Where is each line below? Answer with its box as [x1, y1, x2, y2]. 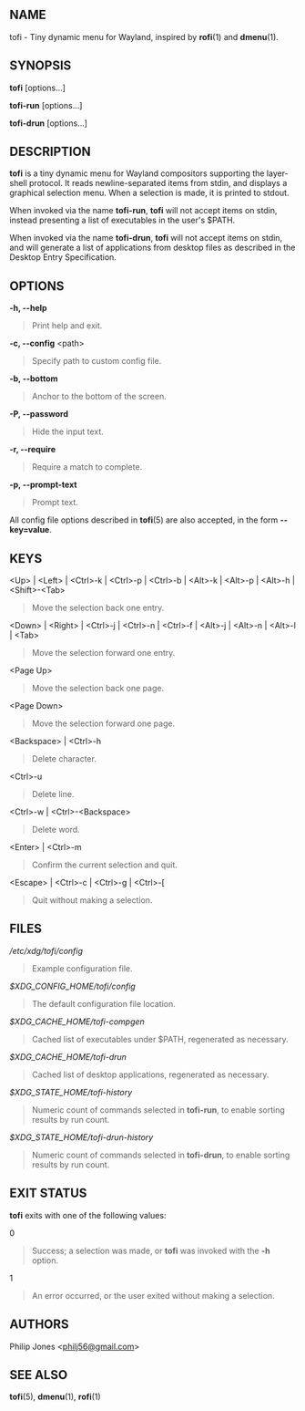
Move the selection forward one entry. [31, 648, 176, 659]
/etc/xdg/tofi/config [9, 945, 84, 956]
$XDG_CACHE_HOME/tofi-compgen [9, 1016, 146, 1027]
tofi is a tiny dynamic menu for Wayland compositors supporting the [9, 168, 265, 179]
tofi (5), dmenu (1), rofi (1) [9, 1391, 102, 1403]
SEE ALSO [9, 1367, 68, 1383]
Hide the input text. [31, 426, 105, 437]
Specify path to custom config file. [31, 356, 162, 367]
